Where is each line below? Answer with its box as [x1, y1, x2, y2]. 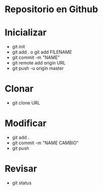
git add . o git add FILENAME [12, 49, 72, 55]
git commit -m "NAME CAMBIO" [12, 140, 79, 146]
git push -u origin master [12, 65, 64, 72]
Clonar [5, 83, 34, 94]
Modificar [5, 118, 46, 129]
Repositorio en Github [5, 4, 98, 15]
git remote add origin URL [12, 60, 66, 66]
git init [12, 44, 25, 50]
